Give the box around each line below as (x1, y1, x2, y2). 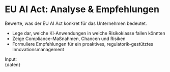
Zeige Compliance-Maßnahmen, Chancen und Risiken (12, 35, 126, 42)
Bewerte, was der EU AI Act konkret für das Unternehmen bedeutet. (5, 20, 147, 26)
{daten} (5, 61, 21, 67)
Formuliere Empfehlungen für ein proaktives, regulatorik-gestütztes (12, 41, 154, 47)
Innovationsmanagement (12, 46, 65, 52)
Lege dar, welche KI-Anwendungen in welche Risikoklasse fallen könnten (12, 30, 165, 36)
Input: (5, 56, 17, 62)
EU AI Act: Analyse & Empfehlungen (5, 4, 160, 15)
